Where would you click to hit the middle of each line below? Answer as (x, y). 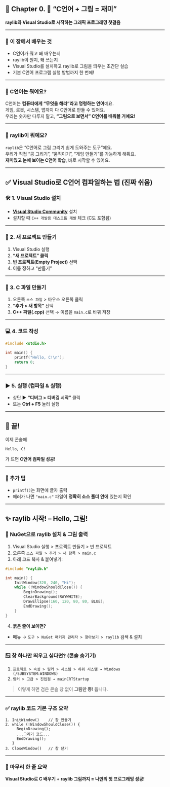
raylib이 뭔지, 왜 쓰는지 (35, 60)
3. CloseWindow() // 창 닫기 (37, 749)
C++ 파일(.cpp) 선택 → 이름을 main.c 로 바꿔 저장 (61, 312)
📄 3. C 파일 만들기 (26, 287)
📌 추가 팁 (15, 478)
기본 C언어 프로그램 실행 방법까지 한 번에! (53, 73)
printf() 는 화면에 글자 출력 (40, 490)
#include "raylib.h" (27, 569)
